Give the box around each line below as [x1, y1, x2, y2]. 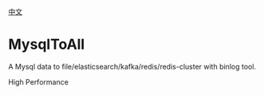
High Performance [8, 77, 69, 86]
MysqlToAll [8, 35, 85, 53]
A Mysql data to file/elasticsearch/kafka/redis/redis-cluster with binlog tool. [8, 61, 257, 71]
